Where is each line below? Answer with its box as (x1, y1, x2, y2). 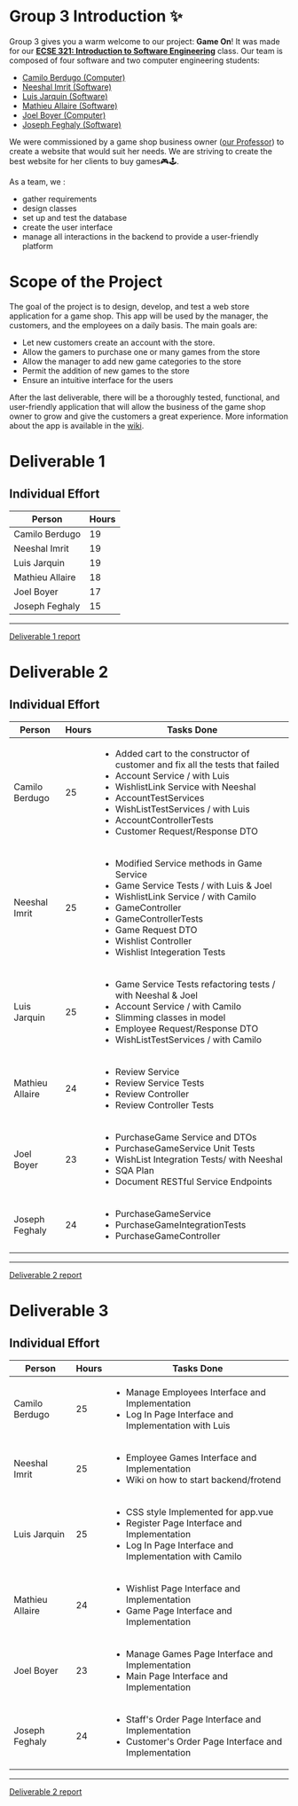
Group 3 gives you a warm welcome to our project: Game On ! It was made (9, 35, 281, 46)
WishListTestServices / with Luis (114, 803, 250, 815)
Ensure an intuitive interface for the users (21, 374, 174, 385)
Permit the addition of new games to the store (21, 365, 190, 376)
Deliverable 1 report (9, 631, 81, 641)
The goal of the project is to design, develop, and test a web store (9, 301, 250, 311)
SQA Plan (114, 1164, 155, 1176)
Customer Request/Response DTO (114, 825, 259, 837)
